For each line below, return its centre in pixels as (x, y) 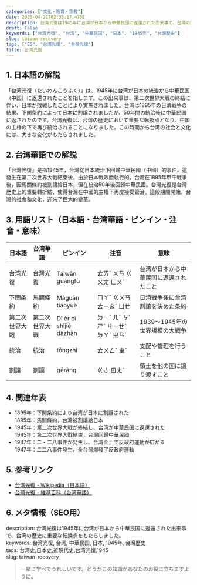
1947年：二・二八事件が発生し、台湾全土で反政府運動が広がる (90, 442)
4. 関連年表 (26, 397)
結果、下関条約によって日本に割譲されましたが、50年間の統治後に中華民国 (96, 112)
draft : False (22, 28)
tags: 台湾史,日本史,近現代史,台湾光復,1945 (57, 550)
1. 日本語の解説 (33, 75)
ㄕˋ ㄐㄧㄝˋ (112, 326)
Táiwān (67, 274)
